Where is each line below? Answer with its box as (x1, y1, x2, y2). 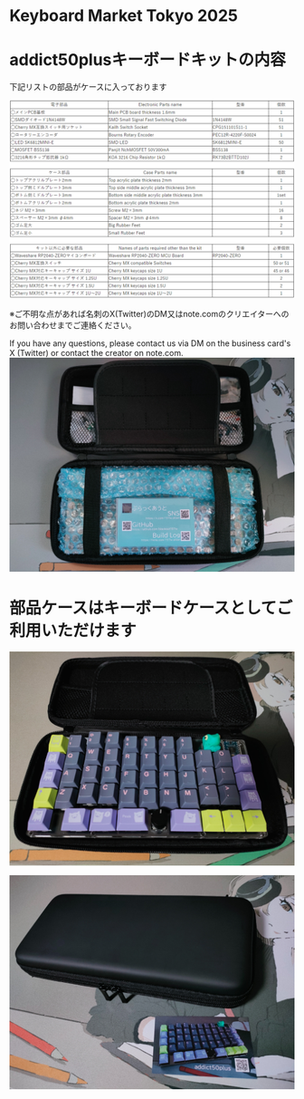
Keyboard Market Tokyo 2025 (9, 5, 238, 26)
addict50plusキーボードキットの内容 (9, 50, 287, 71)
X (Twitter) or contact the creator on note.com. (9, 347, 184, 358)
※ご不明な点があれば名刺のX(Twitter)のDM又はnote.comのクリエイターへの (9, 308, 290, 319)
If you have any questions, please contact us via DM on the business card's (9, 337, 291, 349)
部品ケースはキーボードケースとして (9, 597, 278, 618)
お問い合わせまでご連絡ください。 (9, 319, 137, 331)
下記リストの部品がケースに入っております (9, 82, 167, 92)
